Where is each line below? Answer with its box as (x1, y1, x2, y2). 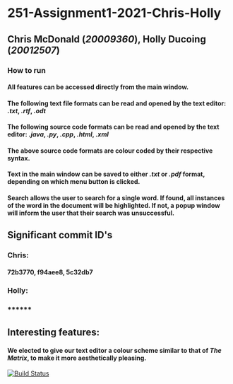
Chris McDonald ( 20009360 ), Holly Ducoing (7, 33, 206, 45)
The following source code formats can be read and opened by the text (7, 122, 220, 132)
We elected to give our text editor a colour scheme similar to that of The (7, 346, 222, 354)
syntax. (7, 153, 30, 162)
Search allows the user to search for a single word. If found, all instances (7, 194, 225, 202)
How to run (7, 65, 46, 75)
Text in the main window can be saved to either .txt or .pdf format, (7, 170, 205, 178)
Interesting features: (7, 327, 100, 339)
